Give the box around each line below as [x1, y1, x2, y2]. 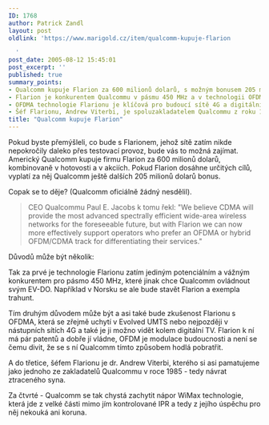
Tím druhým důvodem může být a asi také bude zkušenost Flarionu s [8, 309, 236, 318]
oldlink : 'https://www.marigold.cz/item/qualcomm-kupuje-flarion [8, 34, 231, 42]
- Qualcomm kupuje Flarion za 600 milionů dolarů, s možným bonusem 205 [8, 86, 256, 94]
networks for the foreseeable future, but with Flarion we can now [27, 219, 243, 229]
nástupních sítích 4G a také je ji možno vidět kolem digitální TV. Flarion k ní [8, 326, 255, 335]
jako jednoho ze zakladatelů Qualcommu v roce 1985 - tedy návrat [8, 367, 227, 376]
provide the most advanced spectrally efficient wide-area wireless [27, 211, 247, 220]
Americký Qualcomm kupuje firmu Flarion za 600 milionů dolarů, [8, 154, 222, 164]
